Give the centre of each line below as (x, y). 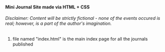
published (23, 44)
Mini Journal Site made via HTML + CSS (48, 7)
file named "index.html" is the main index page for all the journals (80, 39)
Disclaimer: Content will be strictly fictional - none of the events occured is (83, 18)
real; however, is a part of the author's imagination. (59, 24)
